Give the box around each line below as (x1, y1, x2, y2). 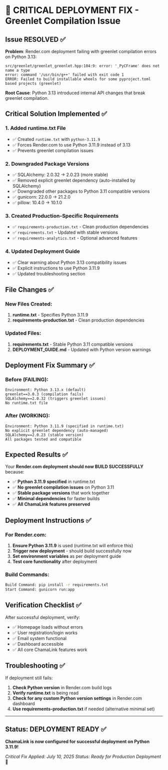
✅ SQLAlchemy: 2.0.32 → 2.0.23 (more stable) (12, 172, 108, 178)
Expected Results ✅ (5, 450, 68, 458)
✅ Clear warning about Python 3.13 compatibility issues (12, 259, 126, 265)
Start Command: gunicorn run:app (5, 587, 75, 592)
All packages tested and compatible (5, 436, 81, 442)
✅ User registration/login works (12, 630, 77, 636)
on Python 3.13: (5, 54, 37, 60)
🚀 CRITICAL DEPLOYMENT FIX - (5, 5, 139, 16)
